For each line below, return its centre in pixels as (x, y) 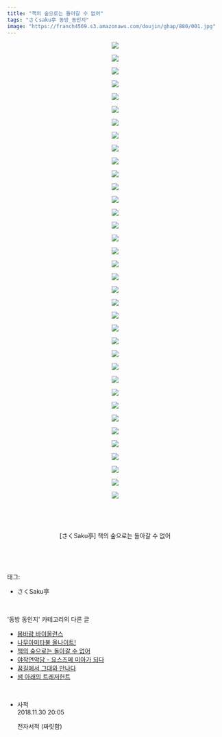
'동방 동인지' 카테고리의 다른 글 (48, 619)
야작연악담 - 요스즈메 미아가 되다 (61, 660)
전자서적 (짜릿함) (40, 727)
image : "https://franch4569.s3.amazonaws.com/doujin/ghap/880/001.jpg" (111, 26)
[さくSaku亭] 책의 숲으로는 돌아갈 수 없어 (115, 536)
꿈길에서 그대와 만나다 (47, 668)
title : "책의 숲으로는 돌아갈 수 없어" (56, 13)
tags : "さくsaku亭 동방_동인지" (48, 20)
